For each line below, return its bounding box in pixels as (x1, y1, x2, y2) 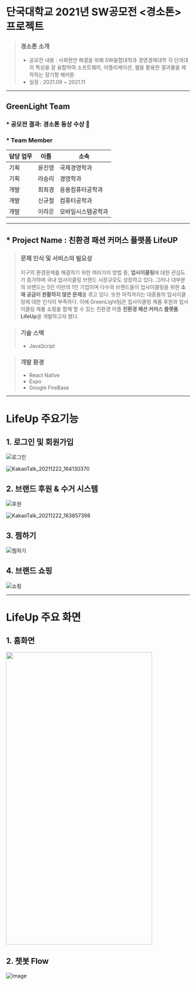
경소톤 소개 (20, 42, 50, 50)
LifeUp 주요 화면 (6, 611, 82, 624)
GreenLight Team (6, 101, 70, 111)
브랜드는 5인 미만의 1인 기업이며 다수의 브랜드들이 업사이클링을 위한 (26, 283, 180, 290)
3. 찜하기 (6, 531, 37, 540)
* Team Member (6, 136, 53, 144)
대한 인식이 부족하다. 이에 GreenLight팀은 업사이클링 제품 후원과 (31, 298, 178, 305)
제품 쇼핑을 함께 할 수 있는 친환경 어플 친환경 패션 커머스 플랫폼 (36, 305, 178, 312)
